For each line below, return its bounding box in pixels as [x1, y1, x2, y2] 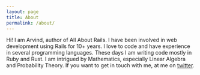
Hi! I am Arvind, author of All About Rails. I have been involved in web [6, 37, 177, 44]
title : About [6, 14, 39, 20]
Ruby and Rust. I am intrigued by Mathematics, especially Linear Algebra [6, 55, 186, 63]
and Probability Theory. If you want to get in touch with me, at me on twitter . [6, 62, 195, 69]
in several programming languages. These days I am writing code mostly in [6, 49, 192, 56]
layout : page [6, 8, 39, 15]
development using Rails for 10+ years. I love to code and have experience [6, 43, 190, 50]
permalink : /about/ [6, 20, 55, 26]
